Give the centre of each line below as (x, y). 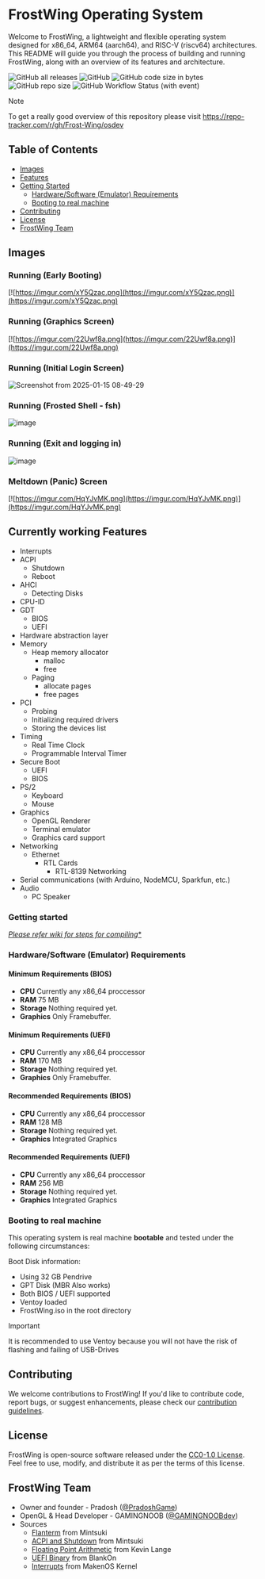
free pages (61, 694)
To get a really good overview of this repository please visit (105, 116)
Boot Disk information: (45, 1262)
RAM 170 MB (41, 1061)
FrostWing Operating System (106, 15)
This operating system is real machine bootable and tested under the (121, 1238)
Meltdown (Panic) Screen (58, 481)
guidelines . (26, 1410)
